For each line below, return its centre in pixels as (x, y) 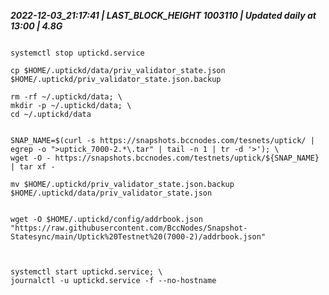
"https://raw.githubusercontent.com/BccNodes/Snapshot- (129, 228)
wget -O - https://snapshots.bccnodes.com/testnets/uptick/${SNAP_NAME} (165, 158)
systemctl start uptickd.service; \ (86, 272)
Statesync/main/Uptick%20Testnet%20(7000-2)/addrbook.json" (138, 237)
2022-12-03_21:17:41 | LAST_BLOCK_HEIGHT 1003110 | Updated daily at (163, 15)
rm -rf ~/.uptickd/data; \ (66, 97)
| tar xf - (33, 167)
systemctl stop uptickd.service (77, 53)
